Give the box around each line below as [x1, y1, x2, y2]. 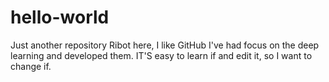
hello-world [10, 6, 110, 29]
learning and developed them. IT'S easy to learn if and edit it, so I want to [10, 49, 313, 61]
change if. [10, 60, 52, 72]
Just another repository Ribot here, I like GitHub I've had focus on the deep [10, 39, 320, 51]
